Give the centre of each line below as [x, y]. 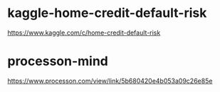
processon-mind [58, 61]
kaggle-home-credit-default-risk [107, 13]
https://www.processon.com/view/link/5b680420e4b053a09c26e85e [110, 81]
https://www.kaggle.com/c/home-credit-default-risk [84, 33]
